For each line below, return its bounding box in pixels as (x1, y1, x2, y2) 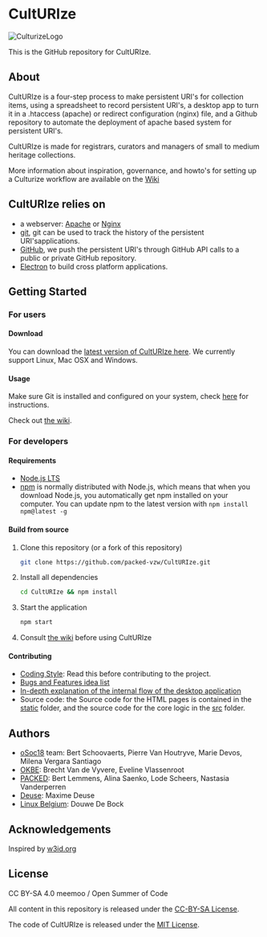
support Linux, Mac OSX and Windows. (8, 355, 138, 365)
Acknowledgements (8, 822, 111, 836)
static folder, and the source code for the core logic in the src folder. (19, 703, 246, 713)
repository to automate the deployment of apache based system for (8, 117, 233, 127)
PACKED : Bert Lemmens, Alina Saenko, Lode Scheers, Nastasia (19, 774, 230, 783)
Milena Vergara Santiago (19, 757, 102, 766)
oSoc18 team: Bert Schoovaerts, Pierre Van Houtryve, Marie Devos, (19, 748, 243, 758)
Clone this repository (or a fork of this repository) (19, 542, 183, 552)
